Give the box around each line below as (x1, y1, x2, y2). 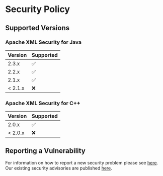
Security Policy (5, 4, 70, 15)
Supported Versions (5, 24, 69, 32)
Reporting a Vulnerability (5, 146, 86, 155)
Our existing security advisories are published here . (5, 165, 112, 171)
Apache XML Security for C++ (5, 100, 80, 107)
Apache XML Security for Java (5, 39, 82, 46)
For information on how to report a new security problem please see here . (5, 159, 158, 165)
